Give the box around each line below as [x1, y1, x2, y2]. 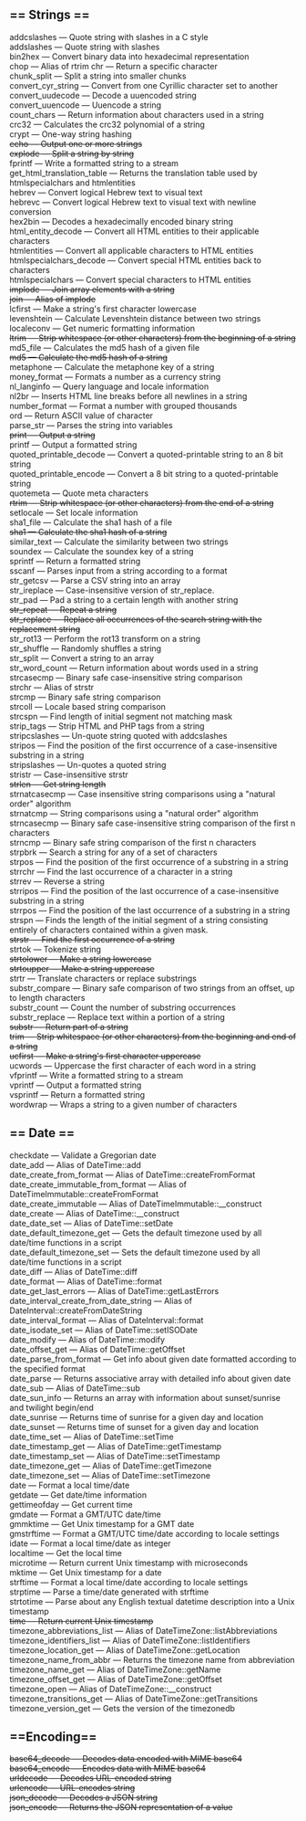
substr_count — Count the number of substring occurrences [9, 1002, 237, 1013]
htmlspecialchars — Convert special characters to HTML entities [9, 274, 252, 285]
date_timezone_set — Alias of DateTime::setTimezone [9, 1469, 211, 1480]
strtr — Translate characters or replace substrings [9, 973, 198, 984]
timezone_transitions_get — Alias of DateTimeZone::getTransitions [9, 1693, 258, 1704]
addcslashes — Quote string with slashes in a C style [9, 31, 209, 42]
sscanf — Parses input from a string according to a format [9, 565, 228, 576]
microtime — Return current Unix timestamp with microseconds [9, 1557, 249, 1568]
